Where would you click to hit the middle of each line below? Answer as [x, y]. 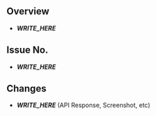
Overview [28, 11]
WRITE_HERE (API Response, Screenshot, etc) [83, 105]
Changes [26, 89]
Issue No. [27, 50]
